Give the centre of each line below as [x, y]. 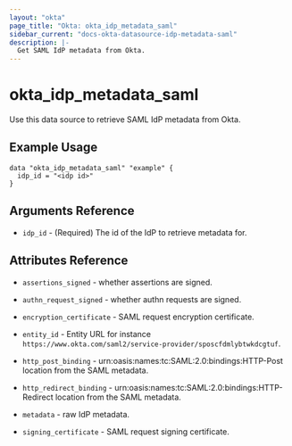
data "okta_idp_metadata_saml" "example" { [92, 168]
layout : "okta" [38, 17]
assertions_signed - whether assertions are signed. [117, 282]
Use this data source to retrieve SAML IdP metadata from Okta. [125, 120]
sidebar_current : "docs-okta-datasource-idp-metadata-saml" [124, 34]
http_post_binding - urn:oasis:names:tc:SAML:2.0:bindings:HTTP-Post [153, 360]
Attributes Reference [69, 261]
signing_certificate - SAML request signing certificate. [126, 431]
